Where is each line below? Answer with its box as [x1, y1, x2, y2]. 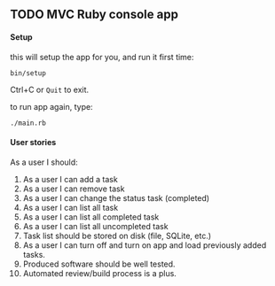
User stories [10, 137, 57, 148]
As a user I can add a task [22, 174, 118, 184]
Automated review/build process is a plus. [22, 267, 177, 278]
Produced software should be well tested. [22, 259, 176, 269]
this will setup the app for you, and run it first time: [10, 51, 194, 62]
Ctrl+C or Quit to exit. [10, 84, 90, 95]
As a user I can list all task [22, 202, 119, 213]
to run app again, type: [10, 101, 93, 112]
